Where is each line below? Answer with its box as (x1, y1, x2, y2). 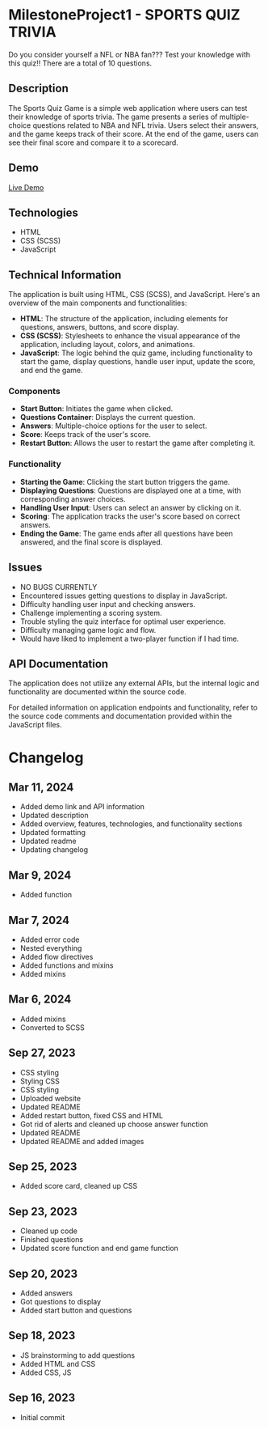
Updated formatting (19, 828, 86, 837)
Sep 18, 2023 (8, 1329, 76, 1342)
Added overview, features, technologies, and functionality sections (19, 819, 243, 829)
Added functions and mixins (19, 960, 114, 970)
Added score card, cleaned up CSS (19, 1181, 138, 1191)
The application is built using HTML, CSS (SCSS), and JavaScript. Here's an (8, 290, 261, 299)
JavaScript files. (8, 720, 62, 730)
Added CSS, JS (19, 1368, 72, 1377)
